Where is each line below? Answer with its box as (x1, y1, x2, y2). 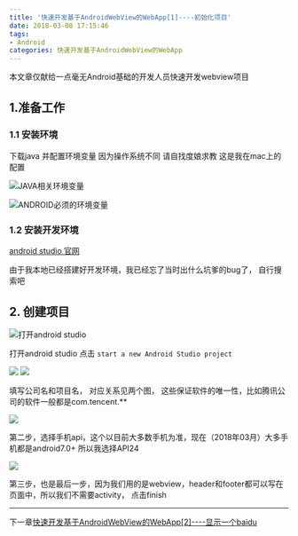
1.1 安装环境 (9, 129, 59, 141)
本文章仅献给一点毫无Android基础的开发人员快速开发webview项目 (9, 72, 250, 83)
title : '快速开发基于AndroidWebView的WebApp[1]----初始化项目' (9, 12, 232, 22)
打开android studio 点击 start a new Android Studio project (9, 348, 232, 359)
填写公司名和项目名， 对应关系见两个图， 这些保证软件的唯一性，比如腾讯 (9, 385, 278, 396)
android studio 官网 (9, 246, 80, 256)
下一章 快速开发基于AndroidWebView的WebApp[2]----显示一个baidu (9, 516, 257, 527)
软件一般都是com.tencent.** (24, 396, 128, 406)
